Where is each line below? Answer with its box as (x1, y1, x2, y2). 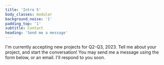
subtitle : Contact (5, 26, 43, 31)
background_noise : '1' (5, 16, 52, 21)
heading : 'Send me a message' (5, 30, 68, 35)
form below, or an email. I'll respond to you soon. (5, 55, 106, 60)
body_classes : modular (5, 12, 52, 17)
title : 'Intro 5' (5, 7, 41, 12)
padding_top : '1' (5, 21, 41, 26)
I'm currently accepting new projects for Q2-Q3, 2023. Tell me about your (5, 44, 157, 50)
